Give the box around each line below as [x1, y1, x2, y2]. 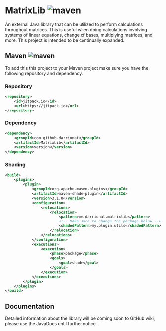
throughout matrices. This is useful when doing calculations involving [5, 26, 148, 32]
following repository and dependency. [5, 70, 83, 76]
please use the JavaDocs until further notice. [5, 321, 97, 327]
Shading [5, 161, 26, 168]
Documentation [5, 302, 55, 311]
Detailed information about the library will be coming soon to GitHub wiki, [5, 315, 155, 321]
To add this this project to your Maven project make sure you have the [5, 65, 149, 71]
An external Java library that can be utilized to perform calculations [5, 21, 143, 27]
